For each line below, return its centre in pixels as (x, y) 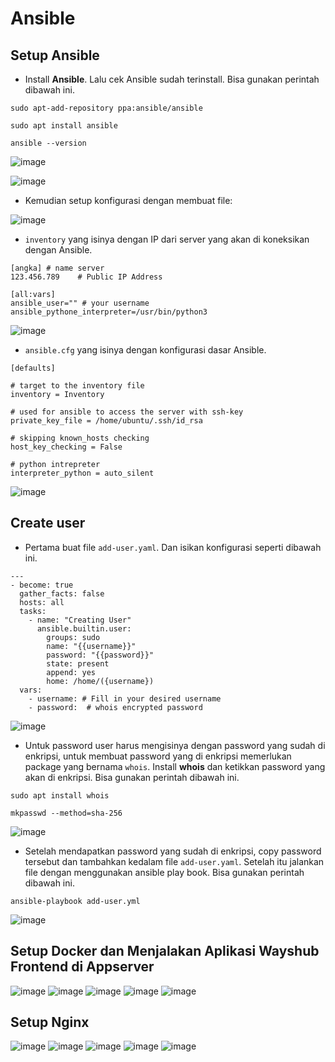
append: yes (71, 672)
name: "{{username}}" (91, 646)
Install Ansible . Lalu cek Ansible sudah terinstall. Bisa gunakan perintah (172, 79)
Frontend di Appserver (82, 967)
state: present (78, 663)
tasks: (33, 611)
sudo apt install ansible (64, 126)
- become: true (42, 585)
